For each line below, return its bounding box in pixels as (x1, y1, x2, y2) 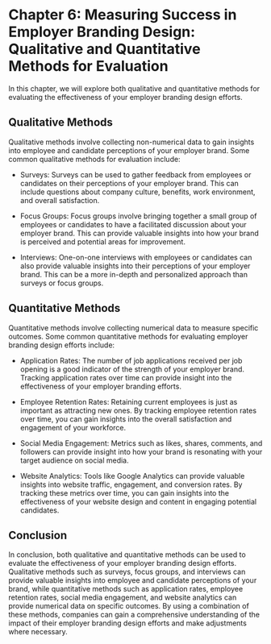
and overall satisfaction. (19, 195, 100, 205)
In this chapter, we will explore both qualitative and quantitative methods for (8, 83, 261, 93)
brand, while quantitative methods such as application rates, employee (8, 584, 244, 594)
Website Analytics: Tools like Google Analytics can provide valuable (19, 471, 245, 480)
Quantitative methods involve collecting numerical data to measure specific (8, 322, 259, 332)
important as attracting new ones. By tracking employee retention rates (19, 405, 256, 415)
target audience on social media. (19, 455, 129, 465)
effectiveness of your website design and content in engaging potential (19, 497, 256, 506)
